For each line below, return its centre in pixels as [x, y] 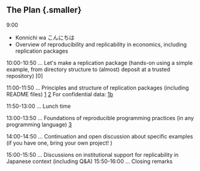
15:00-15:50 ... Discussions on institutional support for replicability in [93, 154]
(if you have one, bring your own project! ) [59, 143]
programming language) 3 [39, 124]
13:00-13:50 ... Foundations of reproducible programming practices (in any [100, 118]
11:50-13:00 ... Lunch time [39, 106]
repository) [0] [25, 75]
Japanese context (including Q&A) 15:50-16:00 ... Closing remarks [90, 161]
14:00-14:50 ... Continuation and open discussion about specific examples [100, 136]
